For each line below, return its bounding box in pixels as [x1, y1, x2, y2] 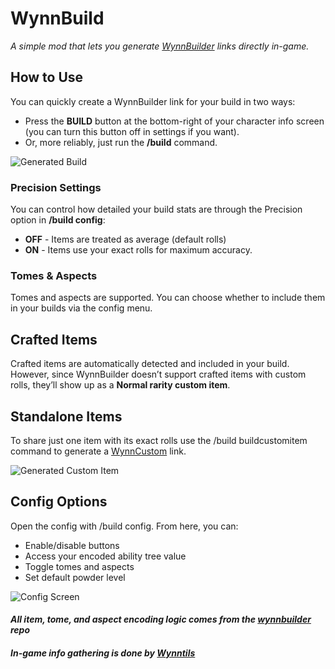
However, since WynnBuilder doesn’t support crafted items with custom [10, 368, 307, 381]
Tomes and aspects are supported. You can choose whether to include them [10, 292, 326, 304]
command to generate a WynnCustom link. [10, 445, 187, 457]
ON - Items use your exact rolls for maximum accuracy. [24, 244, 253, 256]
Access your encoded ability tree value [24, 550, 187, 562]
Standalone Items [10, 408, 123, 425]
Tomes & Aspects [10, 268, 98, 282]
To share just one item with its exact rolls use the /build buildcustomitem [10, 434, 308, 446]
